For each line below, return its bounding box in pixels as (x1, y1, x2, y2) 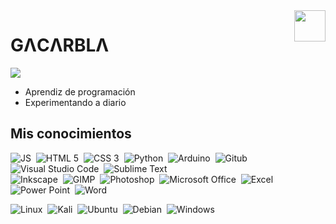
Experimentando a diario (24, 96, 127, 108)
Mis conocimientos (10, 125, 132, 143)
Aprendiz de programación (24, 85, 136, 98)
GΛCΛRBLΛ (10, 34, 110, 57)
